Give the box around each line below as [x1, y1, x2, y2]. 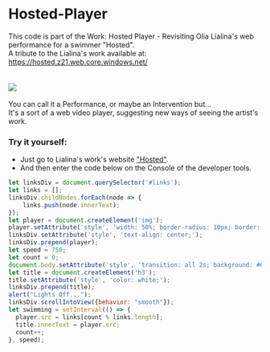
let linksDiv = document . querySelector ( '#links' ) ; [8, 178, 182, 187]
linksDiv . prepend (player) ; [8, 239, 99, 247]
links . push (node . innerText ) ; [22, 201, 121, 209]
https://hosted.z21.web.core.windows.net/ [8, 57, 149, 67]
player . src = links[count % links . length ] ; [15, 313, 163, 321]
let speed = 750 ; [8, 246, 67, 254]
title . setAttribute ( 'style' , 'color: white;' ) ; [8, 276, 171, 284]
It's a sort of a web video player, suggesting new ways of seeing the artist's [8, 108, 259, 117]
